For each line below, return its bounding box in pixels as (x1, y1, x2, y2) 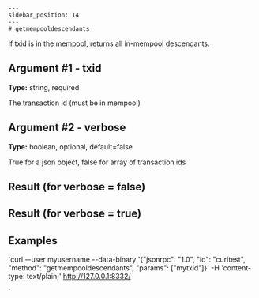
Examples (8, 234, 58, 247)
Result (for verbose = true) (8, 207, 142, 221)
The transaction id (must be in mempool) (8, 98, 141, 108)
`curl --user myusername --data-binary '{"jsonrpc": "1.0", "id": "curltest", (8, 255, 246, 265)
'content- (220, 263, 251, 273)
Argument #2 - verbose (8, 121, 126, 134)
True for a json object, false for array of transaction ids (8, 157, 186, 167)
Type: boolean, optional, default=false (8, 141, 133, 151)
